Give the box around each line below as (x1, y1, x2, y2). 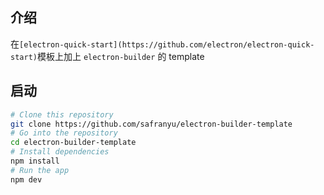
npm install (10, 156, 60, 166)
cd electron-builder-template (10, 138, 137, 148)
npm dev (10, 174, 43, 185)
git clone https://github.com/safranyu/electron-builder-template (10, 119, 293, 129)
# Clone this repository (10, 109, 114, 120)
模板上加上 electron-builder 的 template (36, 50, 205, 62)
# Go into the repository (10, 128, 118, 138)
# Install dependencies (10, 147, 110, 157)
